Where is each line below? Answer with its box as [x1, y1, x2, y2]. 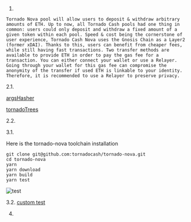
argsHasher [6, 95, 35, 102]
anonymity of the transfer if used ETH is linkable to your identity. [6, 68, 183, 73]
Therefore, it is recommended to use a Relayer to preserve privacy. [6, 73, 180, 79]
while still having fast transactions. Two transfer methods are [6, 47, 169, 53]
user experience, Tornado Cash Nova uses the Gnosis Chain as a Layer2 [6, 37, 185, 43]
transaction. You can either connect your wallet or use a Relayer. [6, 58, 177, 63]
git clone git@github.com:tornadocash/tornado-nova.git [6, 152, 146, 157]
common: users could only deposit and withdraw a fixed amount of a [6, 26, 177, 32]
